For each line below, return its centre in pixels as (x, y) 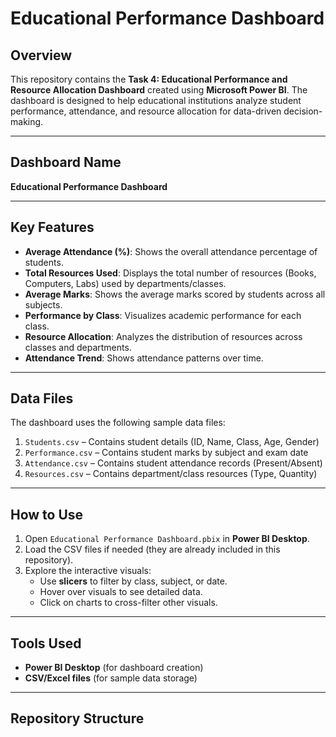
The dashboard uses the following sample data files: (118, 423)
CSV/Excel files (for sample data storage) (111, 678)
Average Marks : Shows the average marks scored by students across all (175, 294)
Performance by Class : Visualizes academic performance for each (163, 315)
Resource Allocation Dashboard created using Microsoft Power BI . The (159, 90)
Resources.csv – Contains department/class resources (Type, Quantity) (171, 474)
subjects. (43, 304)
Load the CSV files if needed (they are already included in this (152, 549)
